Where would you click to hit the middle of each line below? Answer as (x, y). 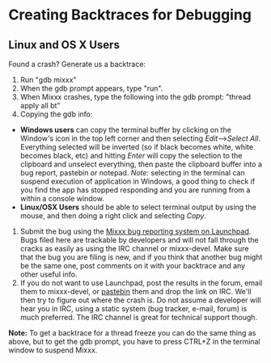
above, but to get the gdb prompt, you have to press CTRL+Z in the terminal (134, 342)
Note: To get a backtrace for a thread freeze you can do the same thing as (132, 333)
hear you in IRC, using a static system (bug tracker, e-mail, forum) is (133, 308)
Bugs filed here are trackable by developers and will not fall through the (139, 240)
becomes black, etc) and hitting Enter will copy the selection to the (131, 156)
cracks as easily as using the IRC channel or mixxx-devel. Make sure (134, 249)
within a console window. (62, 198)
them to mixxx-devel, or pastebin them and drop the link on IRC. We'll (136, 291)
